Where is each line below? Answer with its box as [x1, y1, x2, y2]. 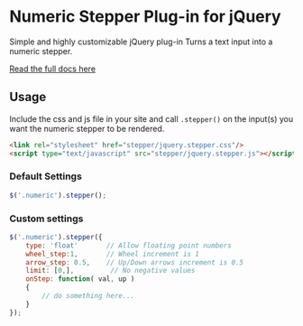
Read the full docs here [9, 63, 96, 74]
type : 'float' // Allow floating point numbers [25, 241, 232, 250]
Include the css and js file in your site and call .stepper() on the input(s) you [9, 113, 294, 124]
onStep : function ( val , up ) [25, 275, 135, 284]
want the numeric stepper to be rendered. [9, 123, 165, 134]
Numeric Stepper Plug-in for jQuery [9, 6, 281, 27]
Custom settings [9, 212, 84, 225]
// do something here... [41, 292, 135, 301]
